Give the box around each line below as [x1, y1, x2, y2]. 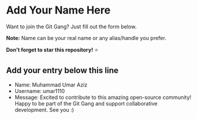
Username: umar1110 [14, 87, 65, 94]
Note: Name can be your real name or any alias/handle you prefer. [6, 34, 166, 41]
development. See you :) [14, 106, 75, 113]
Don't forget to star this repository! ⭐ [6, 46, 99, 53]
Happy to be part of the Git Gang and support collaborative [14, 100, 158, 107]
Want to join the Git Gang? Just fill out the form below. [6, 23, 137, 30]
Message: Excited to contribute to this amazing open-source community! [14, 94, 192, 101]
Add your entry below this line [6, 65, 119, 75]
